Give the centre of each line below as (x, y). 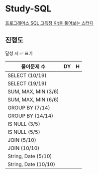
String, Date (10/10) (32, 164)
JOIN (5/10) (22, 140)
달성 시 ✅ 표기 (19, 53)
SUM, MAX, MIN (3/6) (33, 91)
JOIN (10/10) (24, 148)
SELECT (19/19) (27, 84)
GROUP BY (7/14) (29, 107)
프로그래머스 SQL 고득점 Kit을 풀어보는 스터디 (49, 23)
